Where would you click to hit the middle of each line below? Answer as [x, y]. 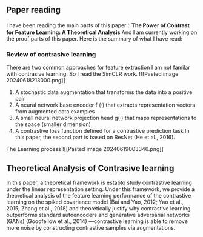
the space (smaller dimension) [53, 124]
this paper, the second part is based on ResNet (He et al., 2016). [95, 137]
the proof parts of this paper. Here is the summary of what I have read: [95, 38]
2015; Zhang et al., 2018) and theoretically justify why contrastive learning [98, 208]
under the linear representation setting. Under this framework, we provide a [101, 189]
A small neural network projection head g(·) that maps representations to [106, 118]
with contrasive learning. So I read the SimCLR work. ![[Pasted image [92, 74]
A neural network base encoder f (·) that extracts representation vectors [105, 105]
